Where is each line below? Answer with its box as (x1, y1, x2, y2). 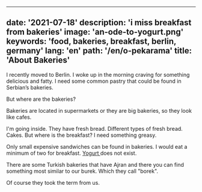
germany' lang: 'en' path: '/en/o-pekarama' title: (6, 46, 192, 56)
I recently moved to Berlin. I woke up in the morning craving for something (6, 71, 190, 78)
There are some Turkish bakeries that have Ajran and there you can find (6, 161, 185, 168)
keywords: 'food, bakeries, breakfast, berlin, (6, 37, 176, 47)
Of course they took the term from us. (6, 179, 100, 186)
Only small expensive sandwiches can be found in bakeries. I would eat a (6, 143, 188, 150)
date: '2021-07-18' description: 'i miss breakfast (6, 17, 192, 28)
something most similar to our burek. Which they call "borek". (6, 167, 158, 175)
